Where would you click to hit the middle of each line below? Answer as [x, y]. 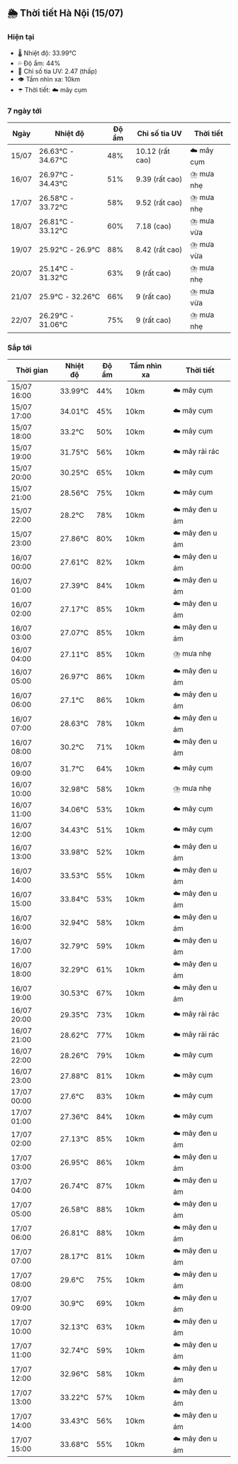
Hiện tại [21, 37]
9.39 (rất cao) [159, 179]
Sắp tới [19, 348]
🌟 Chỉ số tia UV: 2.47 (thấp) [57, 71]
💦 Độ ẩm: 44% [39, 63]
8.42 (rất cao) [159, 250]
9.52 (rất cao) [159, 203]
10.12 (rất [153, 151]
